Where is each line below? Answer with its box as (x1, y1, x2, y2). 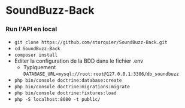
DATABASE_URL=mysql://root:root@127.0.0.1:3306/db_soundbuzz (23, 71, 179, 78)
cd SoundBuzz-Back (14, 46, 60, 52)
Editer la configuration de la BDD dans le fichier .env (14, 57, 144, 64)
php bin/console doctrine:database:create (14, 78, 122, 84)
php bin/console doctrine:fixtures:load (14, 90, 117, 96)
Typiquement (23, 64, 56, 71)
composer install (14, 52, 58, 58)
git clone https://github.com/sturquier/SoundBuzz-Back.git (14, 39, 168, 45)
